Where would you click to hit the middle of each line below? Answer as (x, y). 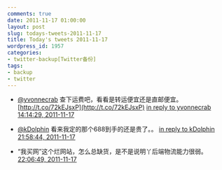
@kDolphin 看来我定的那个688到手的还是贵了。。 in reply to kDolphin (116, 129)
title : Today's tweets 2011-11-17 (58, 40)
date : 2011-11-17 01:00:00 (47, 20)
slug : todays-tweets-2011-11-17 (54, 33)
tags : (15, 66)
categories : (25, 53)
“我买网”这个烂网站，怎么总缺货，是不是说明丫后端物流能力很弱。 (112, 152)
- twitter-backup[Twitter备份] (52, 59)
